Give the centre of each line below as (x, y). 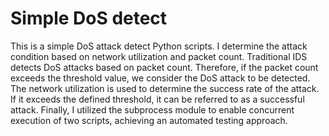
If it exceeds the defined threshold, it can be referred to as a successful (157, 99)
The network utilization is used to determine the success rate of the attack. (165, 88)
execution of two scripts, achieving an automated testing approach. (149, 120)
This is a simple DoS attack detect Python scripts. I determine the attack (159, 46)
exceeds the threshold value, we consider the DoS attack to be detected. (160, 78)
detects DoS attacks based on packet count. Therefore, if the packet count (164, 67)
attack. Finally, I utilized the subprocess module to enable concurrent (152, 109)
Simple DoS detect (89, 18)
